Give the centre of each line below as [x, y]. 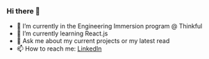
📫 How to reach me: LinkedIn [59, 49]
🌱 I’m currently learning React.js [62, 33]
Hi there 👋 [24, 11]
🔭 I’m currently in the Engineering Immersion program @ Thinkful [109, 26]
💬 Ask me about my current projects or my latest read [93, 41]
